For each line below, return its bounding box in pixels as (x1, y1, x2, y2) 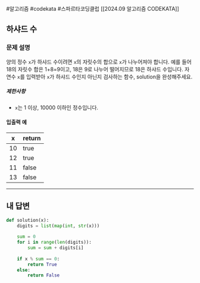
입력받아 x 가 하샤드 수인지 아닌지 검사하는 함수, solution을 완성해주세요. (26, 73, 193, 80)
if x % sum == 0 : (17, 256, 60, 262)
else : (17, 267, 31, 273)
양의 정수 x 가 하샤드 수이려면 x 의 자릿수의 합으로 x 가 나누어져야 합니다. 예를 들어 (6, 58, 192, 65)
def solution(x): (6, 217, 49, 223)
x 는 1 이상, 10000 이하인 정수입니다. (14, 103, 99, 111)
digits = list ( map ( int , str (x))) (17, 222, 100, 229)
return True (27, 261, 58, 268)
